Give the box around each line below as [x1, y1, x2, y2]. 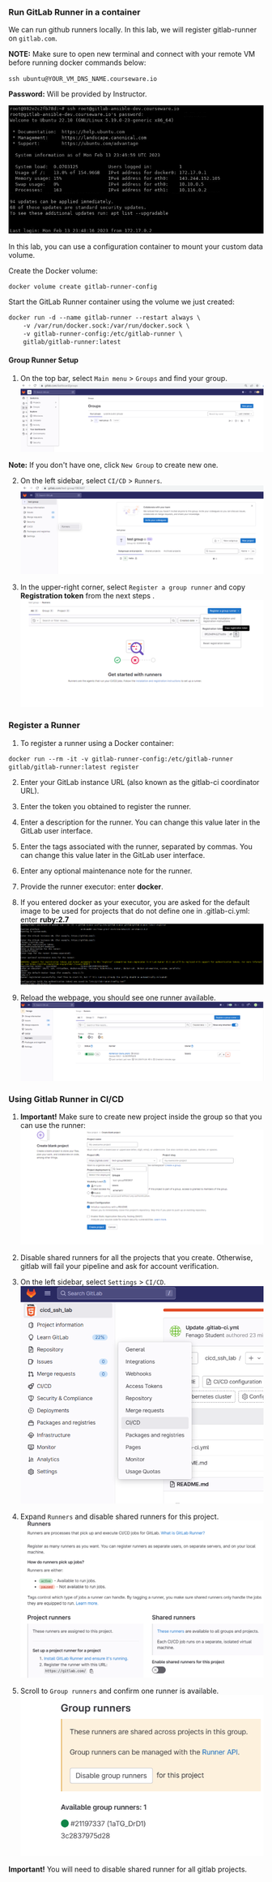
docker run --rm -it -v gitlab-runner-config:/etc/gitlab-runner [8, 755, 233, 763]
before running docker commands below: [8, 58, 147, 67]
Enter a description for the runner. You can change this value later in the [19, 817, 261, 827]
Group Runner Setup [8, 355, 79, 365]
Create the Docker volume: [8, 266, 99, 276]
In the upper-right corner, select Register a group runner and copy [19, 582, 245, 592]
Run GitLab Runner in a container [8, 6, 141, 18]
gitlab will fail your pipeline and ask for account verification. [19, 1261, 219, 1271]
